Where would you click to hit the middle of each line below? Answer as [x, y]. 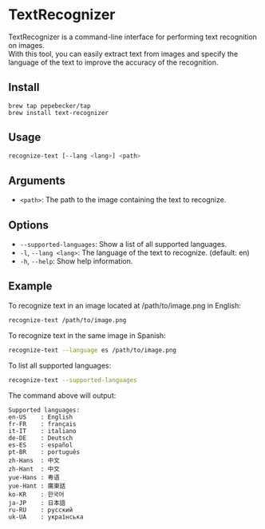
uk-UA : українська [46, 517]
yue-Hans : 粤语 [34, 477]
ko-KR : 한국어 [36, 494]
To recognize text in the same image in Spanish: [87, 335]
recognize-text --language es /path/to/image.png [93, 350]
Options [29, 225]
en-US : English [41, 417]
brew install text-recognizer [59, 113]
